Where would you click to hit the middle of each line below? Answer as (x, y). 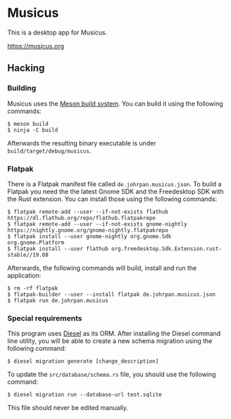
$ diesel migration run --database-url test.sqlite (85, 395)
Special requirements (45, 318)
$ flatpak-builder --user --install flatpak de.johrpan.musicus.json (112, 294)
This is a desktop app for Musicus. (57, 32)
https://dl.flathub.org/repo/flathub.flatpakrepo (82, 218)
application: (24, 275)
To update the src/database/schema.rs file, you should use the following (112, 375)
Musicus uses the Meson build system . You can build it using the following (115, 103)
